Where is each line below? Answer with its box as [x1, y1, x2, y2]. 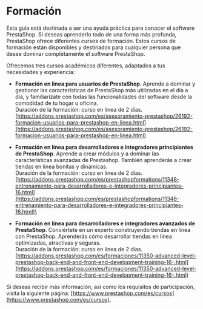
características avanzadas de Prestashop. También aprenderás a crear [15, 156, 192, 163]
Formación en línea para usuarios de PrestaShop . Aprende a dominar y [15, 80, 196, 87]
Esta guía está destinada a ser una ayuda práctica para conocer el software [6, 24, 195, 32]
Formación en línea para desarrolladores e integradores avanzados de [15, 220, 196, 227]
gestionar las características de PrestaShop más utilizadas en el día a [15, 86, 188, 93]
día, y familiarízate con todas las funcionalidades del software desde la [15, 93, 192, 100]
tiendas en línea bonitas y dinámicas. [15, 163, 108, 170]
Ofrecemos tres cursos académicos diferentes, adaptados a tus [6, 62, 165, 69]
